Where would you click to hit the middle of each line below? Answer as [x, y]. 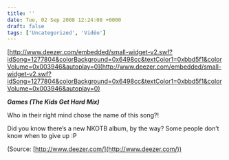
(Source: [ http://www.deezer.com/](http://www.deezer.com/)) [95, 149]
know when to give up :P [42, 136]
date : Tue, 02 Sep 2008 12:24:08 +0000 [64, 20]
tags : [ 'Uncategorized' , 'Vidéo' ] [57, 33]
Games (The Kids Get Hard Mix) [53, 102]
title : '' [21, 13]
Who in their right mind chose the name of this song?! [83, 115]
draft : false [26, 26]
